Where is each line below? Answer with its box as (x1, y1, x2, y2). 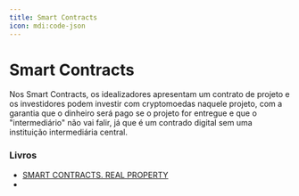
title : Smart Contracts (9, 12, 98, 22)
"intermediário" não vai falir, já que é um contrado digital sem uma (9, 118, 253, 128)
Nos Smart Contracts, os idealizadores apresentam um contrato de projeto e (9, 89, 290, 100)
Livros (9, 149, 37, 161)
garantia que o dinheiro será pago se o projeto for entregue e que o (9, 108, 257, 118)
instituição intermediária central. (9, 127, 128, 138)
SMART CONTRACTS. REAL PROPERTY (21, 169, 169, 180)
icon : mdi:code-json (9, 21, 87, 30)
